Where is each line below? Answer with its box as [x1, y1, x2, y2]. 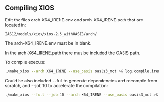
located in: [5, 22, 26, 28]
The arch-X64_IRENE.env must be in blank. [5, 40, 92, 46]
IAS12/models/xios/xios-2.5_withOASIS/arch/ [5, 31, 97, 36]
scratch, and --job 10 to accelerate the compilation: [5, 82, 108, 88]
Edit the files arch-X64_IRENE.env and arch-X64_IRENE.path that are [5, 17, 143, 22]
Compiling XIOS [5, 4, 55, 12]
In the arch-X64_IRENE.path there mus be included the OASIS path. [5, 50, 141, 56]
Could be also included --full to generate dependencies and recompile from [5, 78, 158, 83]
